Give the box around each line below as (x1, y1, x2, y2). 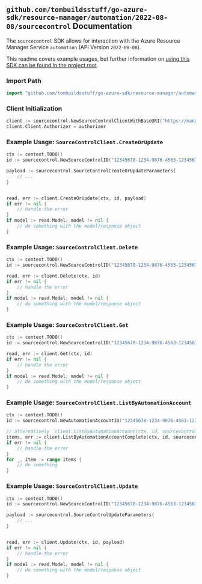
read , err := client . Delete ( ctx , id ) (6, 273, 101, 279)
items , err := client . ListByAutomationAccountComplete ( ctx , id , (6, 434, 171, 440)
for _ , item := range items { (6, 457, 82, 463)
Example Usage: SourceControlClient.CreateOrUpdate (6, 138, 164, 146)
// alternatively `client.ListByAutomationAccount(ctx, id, (6, 428, 161, 435)
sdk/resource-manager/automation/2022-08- (6, 13, 168, 22)
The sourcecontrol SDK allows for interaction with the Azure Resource (6, 37, 180, 44)
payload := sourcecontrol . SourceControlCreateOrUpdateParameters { (6, 168, 176, 174)
